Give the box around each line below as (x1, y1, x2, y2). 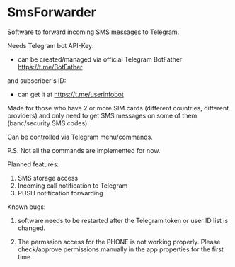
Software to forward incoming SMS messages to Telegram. (7, 28, 180, 36)
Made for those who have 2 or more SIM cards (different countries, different (7, 103, 229, 112)
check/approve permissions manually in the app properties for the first (17, 245, 224, 254)
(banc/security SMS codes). (7, 118, 90, 127)
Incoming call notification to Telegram (17, 181, 128, 190)
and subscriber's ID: (7, 76, 67, 85)
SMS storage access (17, 174, 79, 182)
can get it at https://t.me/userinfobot (17, 90, 124, 98)
